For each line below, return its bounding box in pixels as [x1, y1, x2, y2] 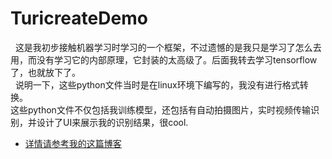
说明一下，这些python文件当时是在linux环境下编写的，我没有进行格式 [14, 78, 300, 91]
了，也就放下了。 [10, 66, 81, 78]
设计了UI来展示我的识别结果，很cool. [36, 116, 189, 128]
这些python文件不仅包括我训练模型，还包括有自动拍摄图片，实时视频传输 [10, 103, 311, 116]
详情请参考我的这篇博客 [24, 137, 122, 149]
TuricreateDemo [10, 7, 148, 30]
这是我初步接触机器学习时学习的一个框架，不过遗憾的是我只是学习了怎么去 [14, 41, 322, 53]
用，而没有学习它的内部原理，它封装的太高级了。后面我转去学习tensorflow [10, 53, 318, 66]
